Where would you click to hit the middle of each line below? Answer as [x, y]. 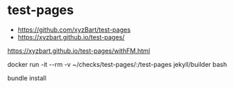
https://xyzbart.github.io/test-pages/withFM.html [79, 51]
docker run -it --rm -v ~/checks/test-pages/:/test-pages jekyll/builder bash [117, 64]
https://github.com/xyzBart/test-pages [74, 30]
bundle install [27, 78]
